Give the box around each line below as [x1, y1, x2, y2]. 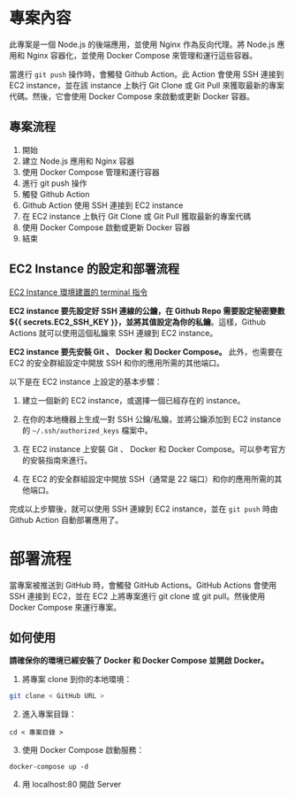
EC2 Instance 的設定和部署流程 [9, 262, 180, 277]
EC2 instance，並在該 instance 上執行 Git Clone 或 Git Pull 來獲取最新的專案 [9, 80, 284, 90]
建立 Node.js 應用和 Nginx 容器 [21, 156, 135, 166]
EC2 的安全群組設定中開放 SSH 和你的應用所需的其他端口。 [9, 357, 225, 368]
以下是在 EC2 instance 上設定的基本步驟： [9, 376, 163, 387]
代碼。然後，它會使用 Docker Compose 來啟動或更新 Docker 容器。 [9, 90, 254, 102]
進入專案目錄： [21, 709, 77, 719]
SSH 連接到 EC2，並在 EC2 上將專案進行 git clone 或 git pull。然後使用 [9, 590, 266, 602]
